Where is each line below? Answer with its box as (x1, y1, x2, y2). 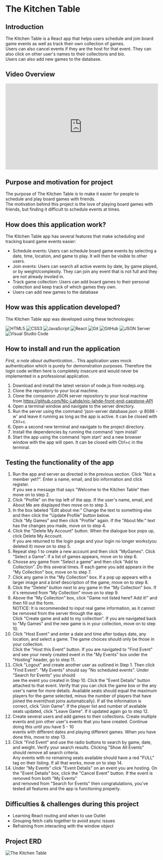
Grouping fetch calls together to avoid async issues (12, 818, 115, 824)
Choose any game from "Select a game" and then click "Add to (12, 559, 138, 565)
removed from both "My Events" (12, 776, 77, 781)
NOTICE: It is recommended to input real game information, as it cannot (12, 605, 155, 611)
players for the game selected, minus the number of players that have (12, 693, 151, 699)
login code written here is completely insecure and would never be (5, 368, 138, 374)
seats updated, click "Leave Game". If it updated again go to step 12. (12, 709, 149, 714)
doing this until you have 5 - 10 (12, 724, 74, 730)
